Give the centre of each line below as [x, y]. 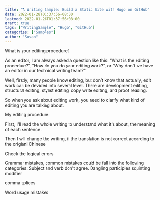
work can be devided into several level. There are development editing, [77, 85]
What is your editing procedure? [37, 51]
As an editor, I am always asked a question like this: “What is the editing [77, 60]
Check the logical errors [29, 153]
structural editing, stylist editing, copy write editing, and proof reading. [76, 90]
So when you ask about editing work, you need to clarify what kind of [75, 100]
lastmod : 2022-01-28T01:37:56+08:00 [42, 19]
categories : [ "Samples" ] [30, 32]
